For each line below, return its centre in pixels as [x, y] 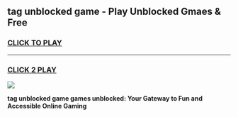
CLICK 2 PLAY [32, 69]
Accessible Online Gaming [47, 106]
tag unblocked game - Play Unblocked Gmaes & [114, 12]
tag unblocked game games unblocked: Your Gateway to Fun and [105, 98]
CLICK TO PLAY [35, 43]
